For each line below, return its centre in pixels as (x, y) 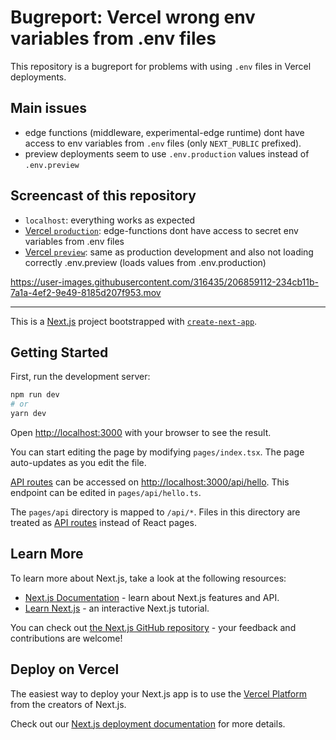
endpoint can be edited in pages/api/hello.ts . (106, 492)
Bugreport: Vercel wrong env (133, 17)
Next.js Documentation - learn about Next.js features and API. (152, 597)
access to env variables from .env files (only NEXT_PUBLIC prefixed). (163, 143)
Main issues (49, 108)
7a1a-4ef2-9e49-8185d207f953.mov (86, 292)
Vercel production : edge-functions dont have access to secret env (161, 230)
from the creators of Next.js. (68, 704)
